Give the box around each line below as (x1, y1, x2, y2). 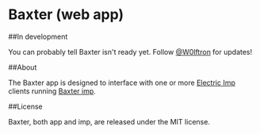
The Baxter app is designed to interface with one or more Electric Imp (8, 78, 236, 87)
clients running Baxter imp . (8, 86, 97, 96)
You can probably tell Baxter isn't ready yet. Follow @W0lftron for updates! (8, 47, 253, 56)
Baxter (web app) (8, 6, 124, 24)
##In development (8, 32, 68, 41)
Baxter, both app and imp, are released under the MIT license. (8, 117, 210, 126)
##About (8, 62, 37, 72)
